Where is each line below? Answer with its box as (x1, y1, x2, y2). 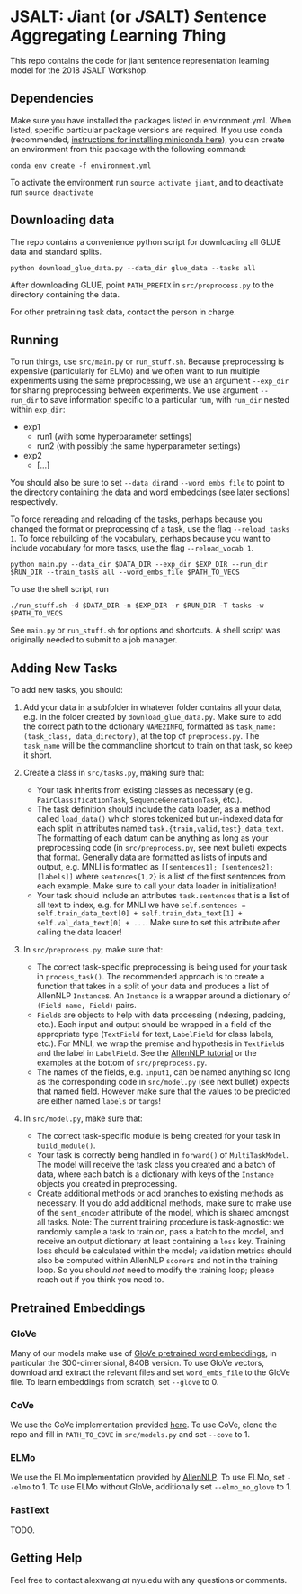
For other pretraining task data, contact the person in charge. (10, 306, 236, 317)
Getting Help (10, 1551, 83, 1566)
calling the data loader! (36, 926, 122, 938)
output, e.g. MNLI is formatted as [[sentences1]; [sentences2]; (36, 861, 274, 872)
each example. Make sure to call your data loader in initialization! (36, 880, 277, 891)
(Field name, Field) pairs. (36, 1000, 138, 1011)
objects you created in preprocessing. (36, 1179, 178, 1189)
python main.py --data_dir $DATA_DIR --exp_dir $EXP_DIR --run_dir (10, 560, 269, 569)
